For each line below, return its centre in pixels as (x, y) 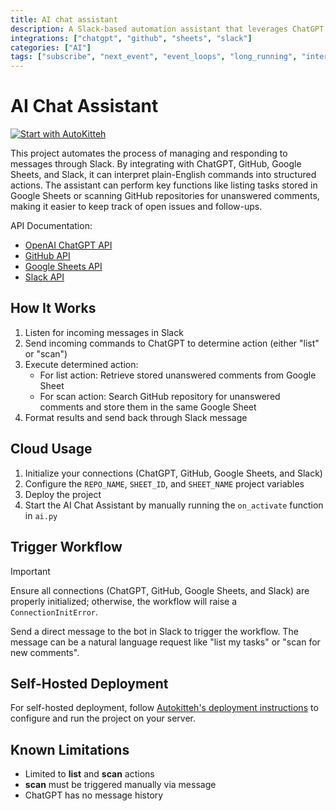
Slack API (44, 277)
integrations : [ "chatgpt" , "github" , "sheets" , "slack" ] (131, 38)
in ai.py (41, 515)
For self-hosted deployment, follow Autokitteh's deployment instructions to (164, 708)
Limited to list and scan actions (89, 774)
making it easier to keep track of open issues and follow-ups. (136, 207)
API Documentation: (51, 226)
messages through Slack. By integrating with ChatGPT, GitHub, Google (156, 164)
